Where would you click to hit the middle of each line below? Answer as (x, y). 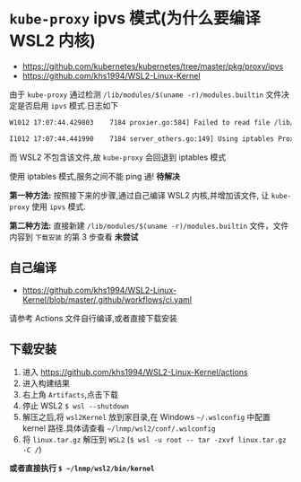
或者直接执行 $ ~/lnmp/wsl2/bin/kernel (82, 469)
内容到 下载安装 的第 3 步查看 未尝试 (74, 237)
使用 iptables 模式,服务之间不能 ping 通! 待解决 (95, 176)
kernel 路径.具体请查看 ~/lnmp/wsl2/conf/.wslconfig (119, 428)
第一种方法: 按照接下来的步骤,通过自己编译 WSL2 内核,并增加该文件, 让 (139, 195)
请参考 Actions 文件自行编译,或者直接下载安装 (93, 318)
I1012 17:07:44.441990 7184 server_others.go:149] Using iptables (142, 139)
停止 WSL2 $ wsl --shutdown (76, 406)
